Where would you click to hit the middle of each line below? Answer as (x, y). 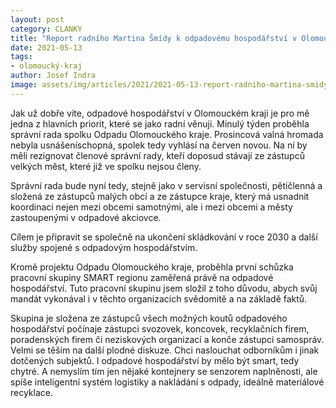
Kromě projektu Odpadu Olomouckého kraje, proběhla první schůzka (152, 267)
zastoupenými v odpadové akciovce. (86, 217)
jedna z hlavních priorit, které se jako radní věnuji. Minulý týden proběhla (160, 123)
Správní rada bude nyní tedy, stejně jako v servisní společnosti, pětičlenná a (166, 185)
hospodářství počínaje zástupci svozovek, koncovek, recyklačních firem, (160, 328)
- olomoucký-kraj (46, 66)
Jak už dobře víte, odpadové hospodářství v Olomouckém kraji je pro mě (160, 113)
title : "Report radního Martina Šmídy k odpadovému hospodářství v (154, 38)
